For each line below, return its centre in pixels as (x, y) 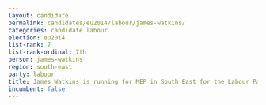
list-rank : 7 (30, 45)
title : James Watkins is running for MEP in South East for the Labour (129, 81)
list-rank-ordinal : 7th (47, 52)
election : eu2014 (37, 37)
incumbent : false (37, 89)
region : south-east (40, 67)
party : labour (32, 74)
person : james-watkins (46, 60)
